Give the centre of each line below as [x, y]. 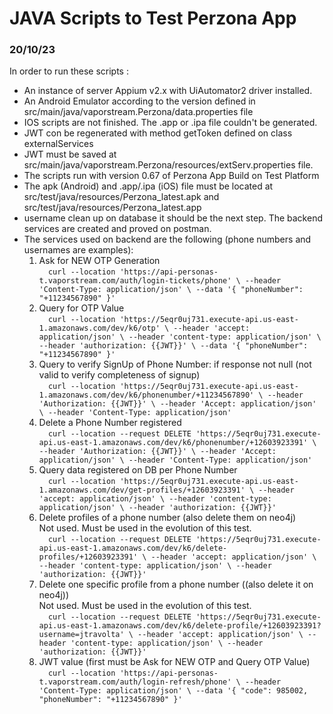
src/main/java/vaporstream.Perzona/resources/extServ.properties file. [168, 165]
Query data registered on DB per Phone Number [138, 470]
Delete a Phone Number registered [110, 423]
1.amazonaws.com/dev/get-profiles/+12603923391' [142, 490]
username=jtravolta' [81, 635]
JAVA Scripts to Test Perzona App [153, 18]
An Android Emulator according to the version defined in [139, 101]
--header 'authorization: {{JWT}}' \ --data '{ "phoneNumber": [173, 346]
